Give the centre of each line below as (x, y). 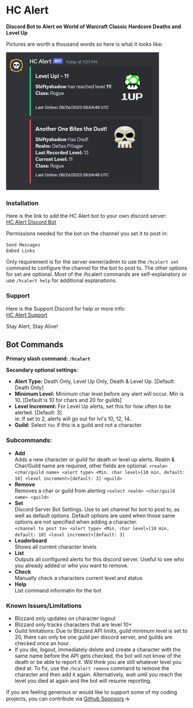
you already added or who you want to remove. (71, 565)
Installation (23, 203)
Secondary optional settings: (42, 370)
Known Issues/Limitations (44, 605)
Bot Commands (35, 344)
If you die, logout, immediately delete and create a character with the (98, 649)
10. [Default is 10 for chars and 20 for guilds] (68, 400)
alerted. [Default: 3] (38, 413)
